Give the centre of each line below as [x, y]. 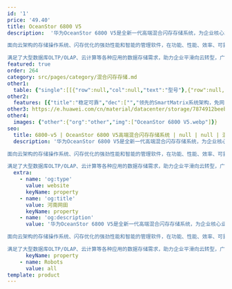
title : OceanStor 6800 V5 [44, 26]
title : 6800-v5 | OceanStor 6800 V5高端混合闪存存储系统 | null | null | [116, 135]
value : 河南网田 [47, 205]
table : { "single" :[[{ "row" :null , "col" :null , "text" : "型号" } [99, 90]
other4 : [18, 116]
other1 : [18, 84]
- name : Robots [41, 262]
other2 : [18, 96]
